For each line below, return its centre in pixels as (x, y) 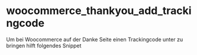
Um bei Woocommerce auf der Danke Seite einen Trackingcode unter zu (95, 39)
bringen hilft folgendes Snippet (44, 46)
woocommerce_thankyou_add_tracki (99, 11)
